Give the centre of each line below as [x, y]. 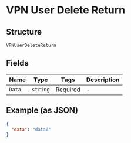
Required [68, 90]
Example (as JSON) [42, 110]
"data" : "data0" [31, 130]
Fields [18, 63]
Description [103, 80]
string [41, 89]
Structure [24, 32]
